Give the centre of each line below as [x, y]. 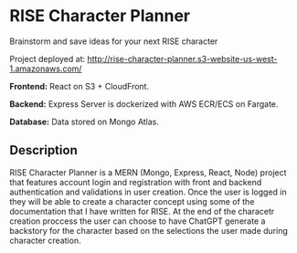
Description [43, 150]
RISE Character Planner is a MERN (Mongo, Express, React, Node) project [148, 172]
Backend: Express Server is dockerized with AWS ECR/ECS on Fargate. [144, 104]
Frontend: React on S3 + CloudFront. [79, 86]
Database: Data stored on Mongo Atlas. [85, 121]
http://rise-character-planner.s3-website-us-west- [182, 58]
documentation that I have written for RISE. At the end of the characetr [142, 211]
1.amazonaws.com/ [46, 69]
